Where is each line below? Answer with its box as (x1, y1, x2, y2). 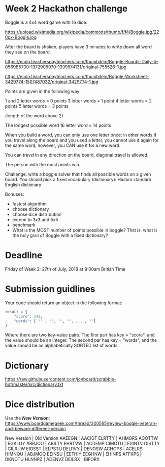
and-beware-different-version (5, 426, 66, 432)
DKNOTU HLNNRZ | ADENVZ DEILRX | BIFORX (5, 456, 100, 463)
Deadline (5, 250, 43, 261)
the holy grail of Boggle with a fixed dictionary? (12, 232, 108, 238)
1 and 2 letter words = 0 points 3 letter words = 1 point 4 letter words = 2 (5, 97, 152, 104)
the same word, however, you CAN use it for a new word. (5, 142, 121, 148)
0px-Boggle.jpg (5, 34, 37, 40)
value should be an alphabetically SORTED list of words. (5, 342, 119, 349)
